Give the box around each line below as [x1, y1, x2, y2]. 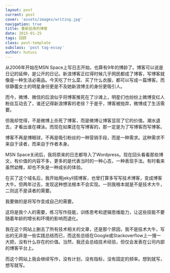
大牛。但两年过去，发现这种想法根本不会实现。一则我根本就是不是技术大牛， [5, 181, 165, 187]
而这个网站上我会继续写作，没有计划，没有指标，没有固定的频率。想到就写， [5, 256, 165, 262]
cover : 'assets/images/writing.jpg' [5, 17, 82, 22]
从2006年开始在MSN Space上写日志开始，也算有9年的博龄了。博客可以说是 [5, 64, 163, 70]
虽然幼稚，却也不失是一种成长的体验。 [5, 164, 85, 170]
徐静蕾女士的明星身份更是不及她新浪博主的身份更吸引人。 [5, 83, 125, 89]
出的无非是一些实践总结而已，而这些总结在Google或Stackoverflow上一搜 [5, 232, 157, 238]
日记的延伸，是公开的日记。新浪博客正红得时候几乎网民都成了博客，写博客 [5, 70, 160, 76]
